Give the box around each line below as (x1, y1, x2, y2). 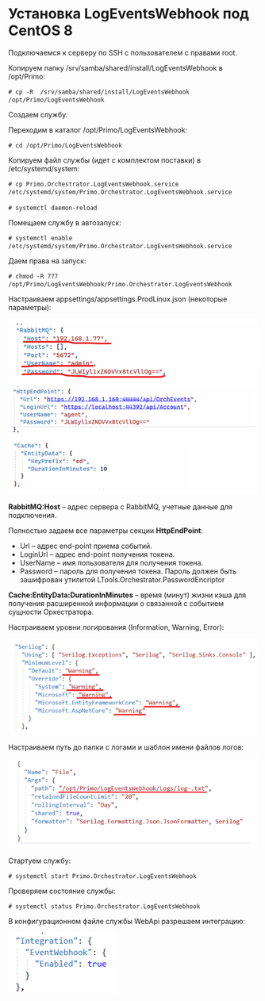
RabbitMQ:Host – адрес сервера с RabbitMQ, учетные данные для (8, 501, 232, 512)
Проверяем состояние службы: (8, 886, 116, 896)
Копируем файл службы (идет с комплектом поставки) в (8, 155, 201, 165)
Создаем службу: (8, 109, 69, 119)
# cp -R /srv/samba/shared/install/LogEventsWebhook (8, 88, 190, 96)
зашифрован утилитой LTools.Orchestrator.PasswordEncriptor (19, 574, 225, 584)
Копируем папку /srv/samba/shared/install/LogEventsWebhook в (8, 63, 224, 72)
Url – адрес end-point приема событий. (19, 541, 152, 550)
